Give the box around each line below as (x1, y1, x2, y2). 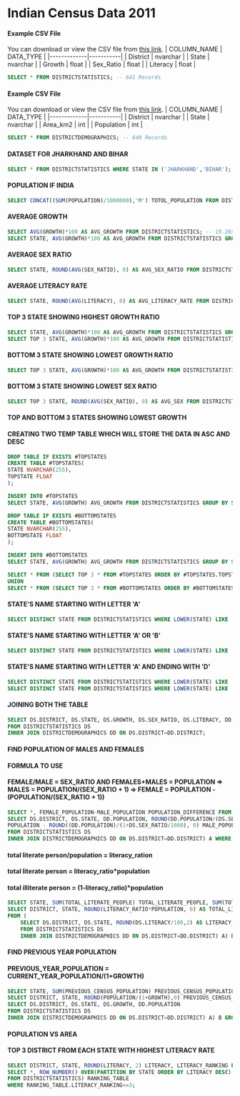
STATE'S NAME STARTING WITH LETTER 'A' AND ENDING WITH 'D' (7, 662, 211, 671)
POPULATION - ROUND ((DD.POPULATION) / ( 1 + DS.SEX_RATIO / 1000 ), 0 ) (7, 822, 200, 830)
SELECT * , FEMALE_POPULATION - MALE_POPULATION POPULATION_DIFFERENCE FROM (7, 809, 232, 816)
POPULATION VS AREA (7, 1030, 77, 1038)
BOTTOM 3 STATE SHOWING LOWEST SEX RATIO (7, 382, 157, 391)
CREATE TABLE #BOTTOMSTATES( (7, 519, 94, 526)
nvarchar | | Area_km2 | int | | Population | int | (7, 120, 143, 129)
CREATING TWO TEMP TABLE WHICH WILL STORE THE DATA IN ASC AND (7, 429, 231, 438)
